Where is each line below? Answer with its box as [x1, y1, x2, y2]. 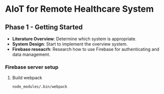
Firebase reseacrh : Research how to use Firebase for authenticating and [12, 47, 160, 52]
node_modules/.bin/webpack [12, 84, 68, 89]
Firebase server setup [5, 64, 59, 70]
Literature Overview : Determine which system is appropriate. [12, 36, 137, 42]
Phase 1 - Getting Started [5, 23, 83, 31]
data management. [12, 51, 50, 57]
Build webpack [12, 75, 43, 81]
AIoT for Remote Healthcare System [5, 3, 154, 15]
